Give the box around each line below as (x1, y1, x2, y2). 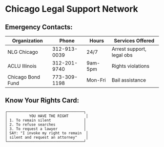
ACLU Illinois (7, 63, 37, 69)
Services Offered (114, 38, 155, 44)
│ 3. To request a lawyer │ (5, 126, 86, 131)
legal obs (111, 52, 133, 58)
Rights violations (111, 63, 150, 69)
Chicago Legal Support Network (5, 3, 138, 15)
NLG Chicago (7, 49, 38, 55)
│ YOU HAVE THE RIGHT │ (5, 113, 89, 118)
